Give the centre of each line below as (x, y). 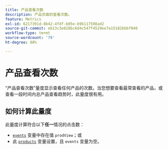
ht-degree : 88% (21, 42)
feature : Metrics (23, 19)
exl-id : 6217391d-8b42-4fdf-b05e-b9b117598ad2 (55, 24)
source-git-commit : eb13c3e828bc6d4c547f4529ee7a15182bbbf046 (71, 28)
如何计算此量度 (28, 111)
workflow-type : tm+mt (28, 33)
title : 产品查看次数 (24, 10)
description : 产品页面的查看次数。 (38, 14)
